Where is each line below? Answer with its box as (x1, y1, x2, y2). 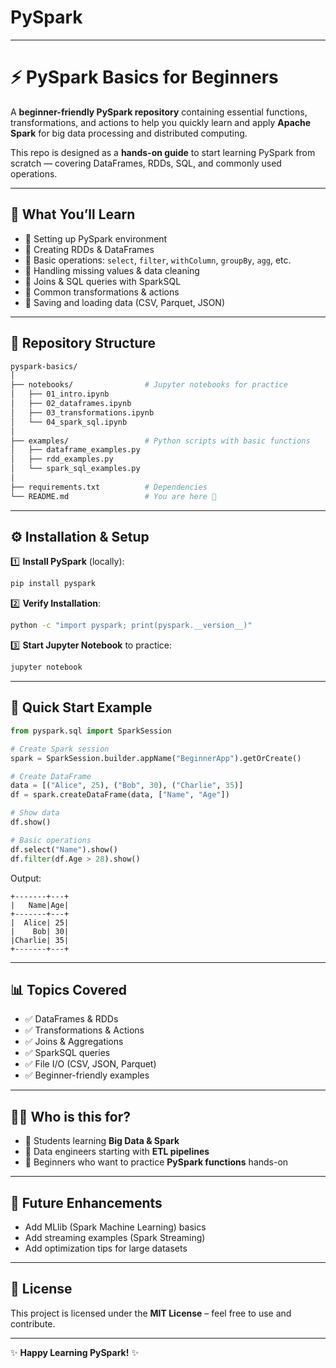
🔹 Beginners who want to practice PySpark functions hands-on (24, 1156, 289, 1168)
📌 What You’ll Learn (10, 206, 136, 223)
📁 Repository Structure (10, 335, 156, 352)
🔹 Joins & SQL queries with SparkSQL (24, 275, 182, 287)
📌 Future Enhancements (10, 1194, 163, 1211)
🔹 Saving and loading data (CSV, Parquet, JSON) (24, 296, 226, 308)
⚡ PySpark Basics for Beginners (10, 66, 279, 89)
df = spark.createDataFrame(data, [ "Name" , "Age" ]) (10, 790, 230, 800)
